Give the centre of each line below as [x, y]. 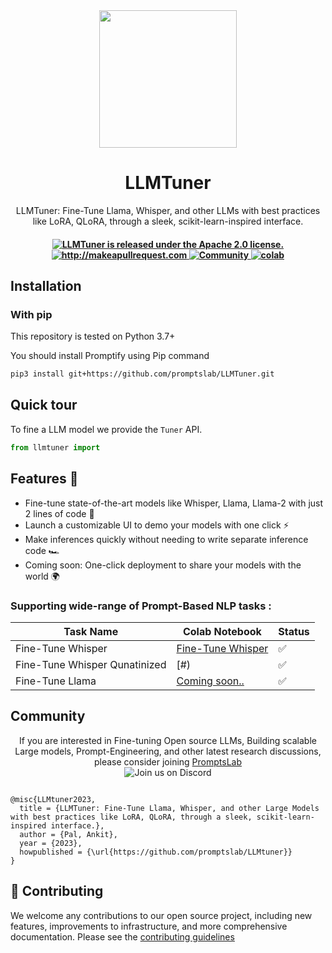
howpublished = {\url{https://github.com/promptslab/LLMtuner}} [156, 852]
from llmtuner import [55, 447]
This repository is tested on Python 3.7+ [93, 336]
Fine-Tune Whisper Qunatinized [91, 664]
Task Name [91, 631]
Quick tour [44, 405]
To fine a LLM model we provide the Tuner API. [106, 429]
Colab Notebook [222, 631]
